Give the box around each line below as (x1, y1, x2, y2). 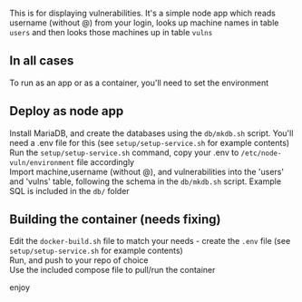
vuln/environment (9, 158, 75, 167)
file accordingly (76, 156, 134, 167)
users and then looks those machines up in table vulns (9, 27, 213, 37)
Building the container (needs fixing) (9, 212, 221, 228)
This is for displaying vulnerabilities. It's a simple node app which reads (9, 8, 277, 18)
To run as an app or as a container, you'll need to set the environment (9, 77, 269, 88)
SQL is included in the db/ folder (9, 185, 130, 196)
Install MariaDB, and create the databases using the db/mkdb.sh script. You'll (9, 127, 294, 139)
